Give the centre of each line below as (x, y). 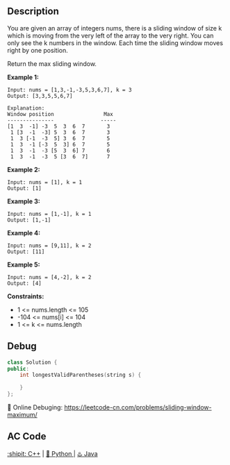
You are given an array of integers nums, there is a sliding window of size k (115, 28)
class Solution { (32, 362)
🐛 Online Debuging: (35, 407)
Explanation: (26, 108)
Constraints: (26, 296)
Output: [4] (24, 283)
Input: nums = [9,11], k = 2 (49, 246)
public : (18, 369)
